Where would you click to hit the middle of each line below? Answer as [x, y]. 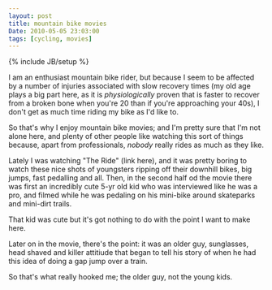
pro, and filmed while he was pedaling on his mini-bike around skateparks [132, 195]
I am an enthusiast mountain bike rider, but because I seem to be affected [132, 77]
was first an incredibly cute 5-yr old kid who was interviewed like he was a [133, 187]
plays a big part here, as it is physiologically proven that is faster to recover [134, 95]
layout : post [30, 16]
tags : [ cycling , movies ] [50, 39]
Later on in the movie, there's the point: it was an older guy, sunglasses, [129, 244]
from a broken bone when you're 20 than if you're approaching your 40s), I [134, 103]
